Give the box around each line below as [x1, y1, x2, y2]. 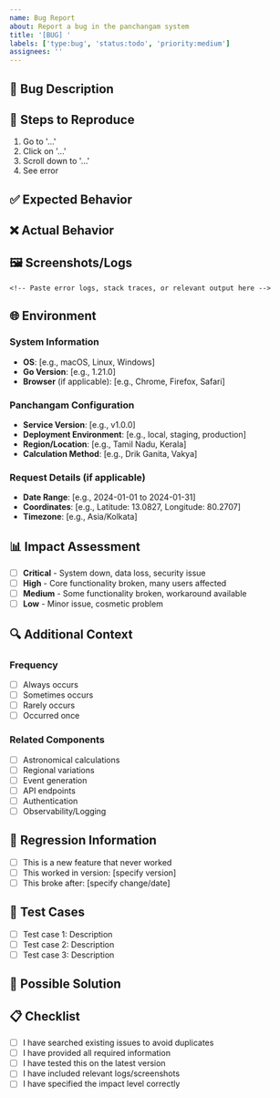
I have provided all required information [22, 1048, 171, 1059]
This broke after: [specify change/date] [22, 877, 171, 888]
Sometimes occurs [22, 689, 94, 700]
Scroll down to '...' [22, 156, 90, 167]
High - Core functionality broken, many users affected [22, 578, 227, 589]
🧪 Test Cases [9, 905, 85, 920]
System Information [9, 336, 99, 348]
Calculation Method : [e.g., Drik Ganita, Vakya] [22, 448, 198, 459]
